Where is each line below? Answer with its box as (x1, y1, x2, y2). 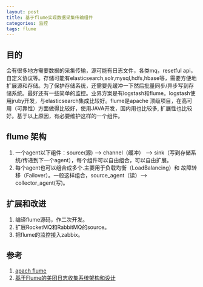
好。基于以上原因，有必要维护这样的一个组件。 (6, 113, 123, 120)
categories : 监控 (6, 20, 48, 26)
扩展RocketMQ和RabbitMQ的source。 (15, 223, 110, 231)
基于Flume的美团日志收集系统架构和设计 (15, 274, 116, 282)
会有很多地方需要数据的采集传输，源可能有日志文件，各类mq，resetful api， (6, 67, 196, 74)
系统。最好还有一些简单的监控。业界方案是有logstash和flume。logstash (11, 90, 191, 97)
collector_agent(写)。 (15, 179, 68, 186)
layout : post (6, 8, 39, 15)
